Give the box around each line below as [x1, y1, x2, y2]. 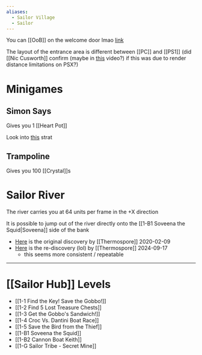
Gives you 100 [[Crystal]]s [6, 167, 71, 175]
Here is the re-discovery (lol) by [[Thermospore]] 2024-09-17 [14, 245, 168, 252]
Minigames [6, 82, 63, 96]
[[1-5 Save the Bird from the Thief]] [14, 323, 102, 330]
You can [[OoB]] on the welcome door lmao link [6, 37, 124, 44]
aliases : [6, 8, 28, 15]
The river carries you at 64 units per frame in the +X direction [6, 209, 159, 216]
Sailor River [6, 188, 65, 202]
